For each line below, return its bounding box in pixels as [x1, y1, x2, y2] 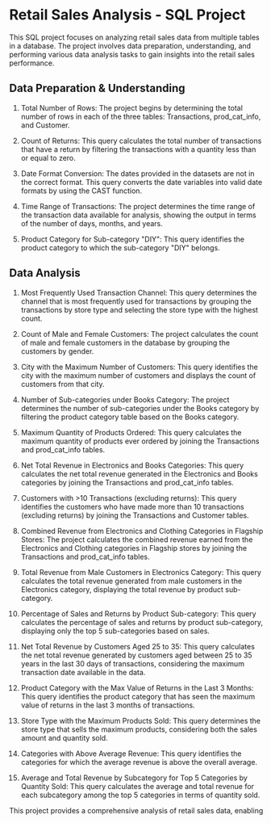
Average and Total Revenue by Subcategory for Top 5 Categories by [20, 773, 248, 783]
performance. [9, 58, 55, 68]
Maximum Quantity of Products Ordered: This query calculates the [20, 427, 242, 437]
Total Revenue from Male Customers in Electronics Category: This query [20, 567, 261, 577]
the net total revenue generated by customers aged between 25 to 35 [20, 650, 252, 660]
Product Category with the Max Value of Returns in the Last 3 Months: [20, 682, 254, 692]
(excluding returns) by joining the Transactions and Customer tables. [20, 510, 249, 520]
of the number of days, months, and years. [20, 218, 164, 228]
